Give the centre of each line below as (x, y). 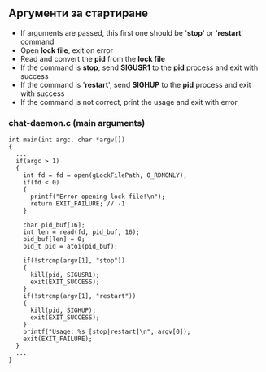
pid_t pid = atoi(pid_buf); (70, 247)
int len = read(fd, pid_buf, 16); (81, 232)
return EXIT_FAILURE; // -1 (78, 204)
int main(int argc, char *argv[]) (67, 140)
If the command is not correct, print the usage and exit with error (129, 102)
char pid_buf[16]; (54, 225)
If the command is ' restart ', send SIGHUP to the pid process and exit (135, 84)
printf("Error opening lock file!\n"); (97, 197)
